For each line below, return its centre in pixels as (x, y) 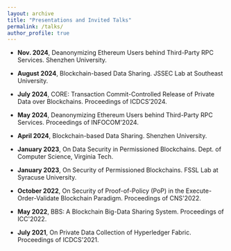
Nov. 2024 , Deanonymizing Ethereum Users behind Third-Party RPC (115, 53)
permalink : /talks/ (35, 26)
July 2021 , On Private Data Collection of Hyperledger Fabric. (104, 232)
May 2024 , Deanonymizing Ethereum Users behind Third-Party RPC (115, 115)
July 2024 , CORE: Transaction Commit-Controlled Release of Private (116, 94)
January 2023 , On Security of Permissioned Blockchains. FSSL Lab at (118, 170)
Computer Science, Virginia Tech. (65, 157)
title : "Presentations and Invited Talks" (69, 20)
